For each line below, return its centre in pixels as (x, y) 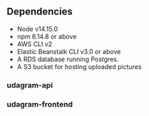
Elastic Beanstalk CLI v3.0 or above (69, 51)
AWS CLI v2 (35, 44)
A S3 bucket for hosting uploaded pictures (79, 66)
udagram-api (30, 85)
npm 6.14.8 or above (47, 36)
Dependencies (40, 12)
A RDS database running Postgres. (68, 59)
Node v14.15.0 (37, 28)
